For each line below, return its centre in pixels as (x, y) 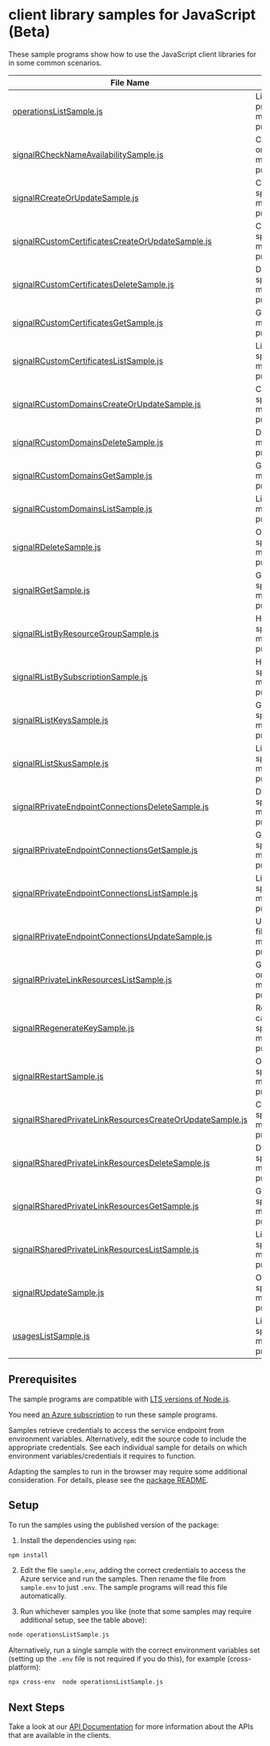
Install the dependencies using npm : (78, 1540)
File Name (130, 82)
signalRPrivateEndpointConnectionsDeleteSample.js (110, 807)
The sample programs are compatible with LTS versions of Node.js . (120, 1399)
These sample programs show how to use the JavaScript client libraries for (133, 54)
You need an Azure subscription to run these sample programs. (113, 1414)
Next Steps (37, 1707)
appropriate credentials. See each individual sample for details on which (128, 1447)
